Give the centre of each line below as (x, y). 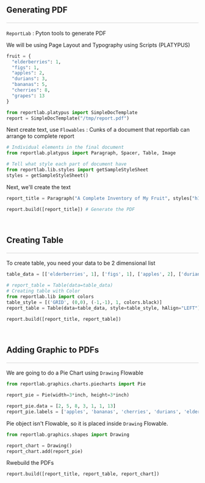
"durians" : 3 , (30, 79)
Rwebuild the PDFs (30, 463)
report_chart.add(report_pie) (45, 451)
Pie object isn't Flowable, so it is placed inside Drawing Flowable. (87, 423)
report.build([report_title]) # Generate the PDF (71, 209)
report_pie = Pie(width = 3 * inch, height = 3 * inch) (68, 395)
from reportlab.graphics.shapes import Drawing (68, 435)
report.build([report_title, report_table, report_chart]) (83, 474)
